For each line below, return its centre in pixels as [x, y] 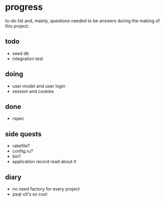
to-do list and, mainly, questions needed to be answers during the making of [82, 21]
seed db [21, 53]
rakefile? [21, 146]
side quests [23, 134]
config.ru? [23, 151]
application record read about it [44, 162]
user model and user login [39, 86]
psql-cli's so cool [30, 194]
